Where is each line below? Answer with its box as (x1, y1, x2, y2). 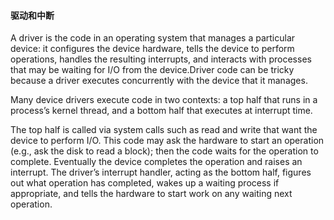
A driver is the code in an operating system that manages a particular (10, 32, 296, 44)
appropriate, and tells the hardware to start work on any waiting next (10, 188, 293, 200)
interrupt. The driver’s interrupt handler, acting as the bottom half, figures (10, 166, 312, 179)
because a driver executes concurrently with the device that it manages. (10, 75, 308, 87)
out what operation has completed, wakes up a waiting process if (10, 177, 280, 189)
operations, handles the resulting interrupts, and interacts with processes (10, 53, 312, 65)
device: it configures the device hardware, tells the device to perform (10, 43, 295, 55)
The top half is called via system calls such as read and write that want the (10, 124, 318, 136)
